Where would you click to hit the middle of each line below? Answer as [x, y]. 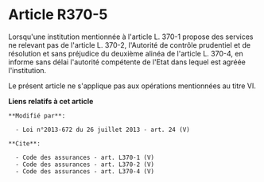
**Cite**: [25, 143]
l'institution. [27, 70]
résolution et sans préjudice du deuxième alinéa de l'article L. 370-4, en [126, 53]
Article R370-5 [58, 15]
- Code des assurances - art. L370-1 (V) [85, 157]
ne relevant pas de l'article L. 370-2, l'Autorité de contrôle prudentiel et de [130, 45]
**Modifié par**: [37, 116]
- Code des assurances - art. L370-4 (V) [85, 171]
